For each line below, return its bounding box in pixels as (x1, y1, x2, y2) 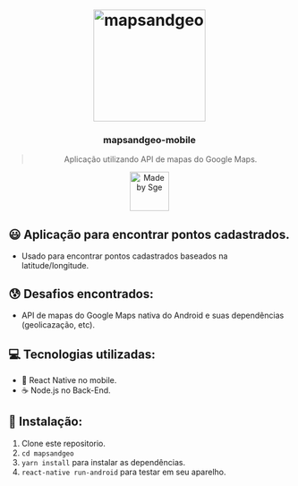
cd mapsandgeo (21, 448, 74, 458)
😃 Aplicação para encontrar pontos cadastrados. (8, 226, 290, 242)
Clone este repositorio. (21, 438, 106, 448)
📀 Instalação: (8, 414, 82, 430)
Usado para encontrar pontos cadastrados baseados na (21, 251, 228, 261)
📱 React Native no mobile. (21, 374, 117, 385)
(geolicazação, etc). (21, 320, 96, 330)
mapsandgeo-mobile (103, 134, 196, 147)
